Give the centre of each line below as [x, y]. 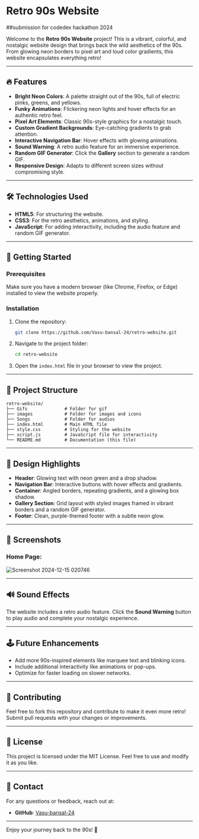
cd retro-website [36, 355]
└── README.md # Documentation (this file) [71, 440]
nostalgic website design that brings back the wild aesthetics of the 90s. [95, 45]
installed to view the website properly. [52, 293]
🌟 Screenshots [34, 540]
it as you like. [22, 763]
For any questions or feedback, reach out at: [60, 801]
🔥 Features [27, 82]
